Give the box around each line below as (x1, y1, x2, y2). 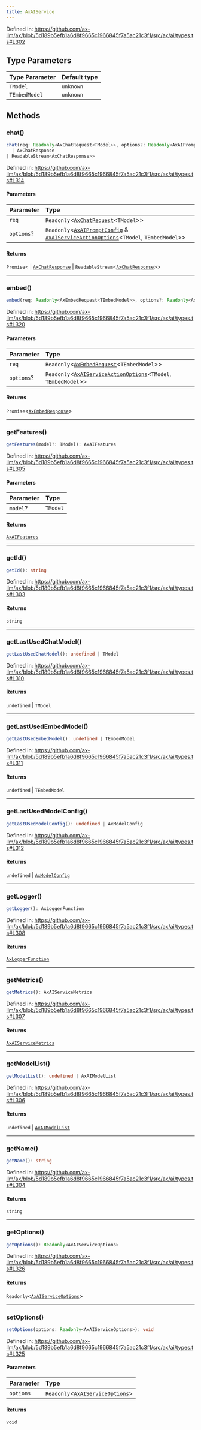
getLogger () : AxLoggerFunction (6, 906, 84, 912)
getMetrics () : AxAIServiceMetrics (6, 989, 93, 996)
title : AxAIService (6, 8, 55, 15)
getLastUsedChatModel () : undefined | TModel (6, 651, 119, 657)
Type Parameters (6, 55, 72, 66)
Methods (6, 110, 41, 121)
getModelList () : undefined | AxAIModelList (6, 1073, 117, 1079)
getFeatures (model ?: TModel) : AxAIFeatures (6, 441, 117, 447)
